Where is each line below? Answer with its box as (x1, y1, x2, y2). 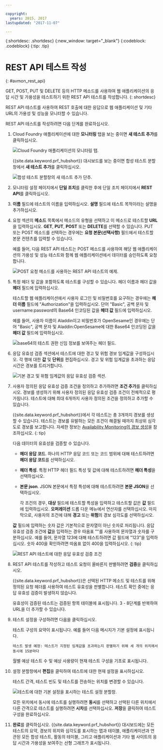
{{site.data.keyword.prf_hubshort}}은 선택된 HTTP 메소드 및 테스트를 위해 (12, 578, 155, 584)
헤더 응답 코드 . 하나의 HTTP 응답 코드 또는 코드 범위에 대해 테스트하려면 (19, 451, 154, 457)
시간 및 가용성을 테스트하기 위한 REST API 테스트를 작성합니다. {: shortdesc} (10, 94, 156, 100)
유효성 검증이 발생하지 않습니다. (17, 590, 77, 596)
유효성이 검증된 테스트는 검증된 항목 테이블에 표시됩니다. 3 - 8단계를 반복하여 (12, 600, 158, 606)
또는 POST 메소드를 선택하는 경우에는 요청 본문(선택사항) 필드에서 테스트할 (12, 229, 154, 236)
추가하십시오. (12, 207, 38, 213)
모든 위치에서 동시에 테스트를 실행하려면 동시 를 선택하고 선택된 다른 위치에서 (12, 699, 156, 705)
